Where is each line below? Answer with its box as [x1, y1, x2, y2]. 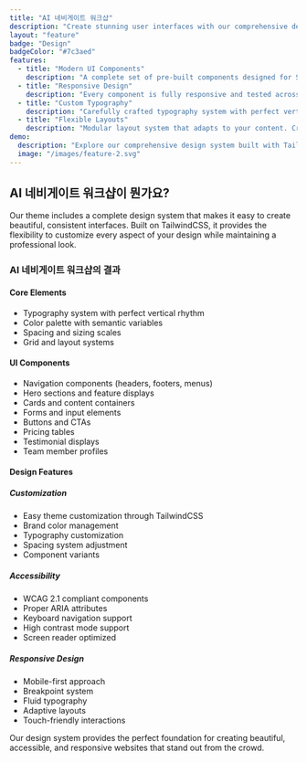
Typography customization [22, 530, 124, 541]
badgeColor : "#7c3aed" [9, 48, 96, 57]
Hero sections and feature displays [22, 387, 155, 398]
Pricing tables [22, 426, 75, 437]
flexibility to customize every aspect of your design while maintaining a [9, 229, 277, 240]
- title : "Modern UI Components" [17, 65, 145, 74]
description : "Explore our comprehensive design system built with [17, 141, 281, 150]
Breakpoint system [22, 686, 94, 697]
